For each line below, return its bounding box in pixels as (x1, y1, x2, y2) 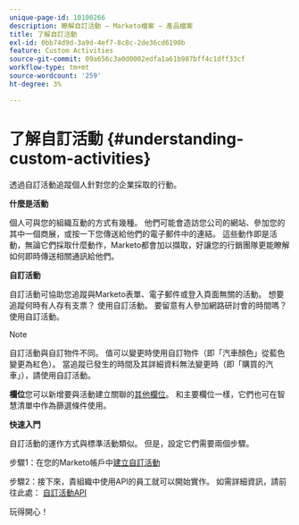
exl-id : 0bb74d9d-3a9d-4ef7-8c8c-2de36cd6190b (9, 38, 186, 47)
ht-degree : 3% (9, 80, 62, 89)
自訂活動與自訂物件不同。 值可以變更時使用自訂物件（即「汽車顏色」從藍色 (9, 347, 286, 358)
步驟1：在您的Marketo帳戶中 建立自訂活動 (9, 457, 161, 468)
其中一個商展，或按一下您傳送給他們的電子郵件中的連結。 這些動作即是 (9, 228, 270, 239)
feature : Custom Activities (9, 47, 114, 55)
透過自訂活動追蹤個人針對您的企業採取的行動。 (9, 179, 181, 190)
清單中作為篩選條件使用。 (16, 400, 112, 411)
